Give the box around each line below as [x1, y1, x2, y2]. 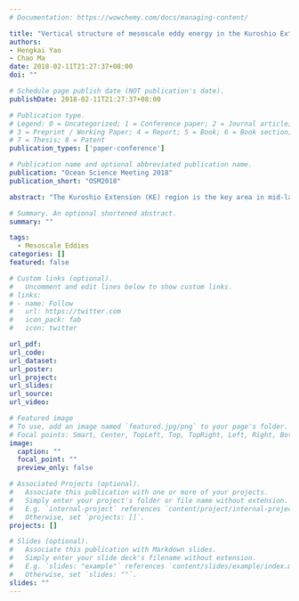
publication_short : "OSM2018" [9, 176, 122, 185]
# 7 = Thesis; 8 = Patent [9, 135, 105, 145]
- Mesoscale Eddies [17, 241, 90, 250]
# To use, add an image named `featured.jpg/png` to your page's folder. [9, 422, 289, 431]
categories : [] [9, 250, 66, 259]
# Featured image [9, 414, 74, 423]
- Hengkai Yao [9, 45, 62, 54]
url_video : [9, 398, 50, 407]
